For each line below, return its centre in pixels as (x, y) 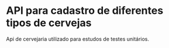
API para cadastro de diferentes (85, 11)
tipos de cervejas (49, 23)
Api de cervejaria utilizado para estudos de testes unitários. (78, 39)
